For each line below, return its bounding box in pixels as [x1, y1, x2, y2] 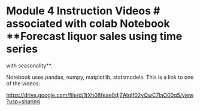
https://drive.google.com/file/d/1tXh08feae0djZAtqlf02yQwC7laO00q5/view [6, 91, 193, 98]
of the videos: [6, 79, 41, 87]
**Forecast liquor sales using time [6, 30, 183, 43]
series [6, 42, 38, 56]
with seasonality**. [6, 61, 53, 69]
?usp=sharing [6, 97, 40, 105]
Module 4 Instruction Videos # [6, 4, 160, 18]
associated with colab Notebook [6, 17, 171, 30]
